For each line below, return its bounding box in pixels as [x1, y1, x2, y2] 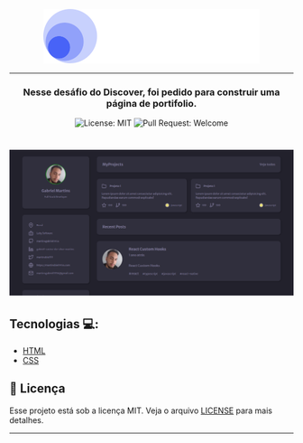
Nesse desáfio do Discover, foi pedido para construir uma [23, 86, 280, 99]
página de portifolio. [106, 97, 197, 109]
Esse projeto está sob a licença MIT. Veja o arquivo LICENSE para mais [9, 405, 273, 416]
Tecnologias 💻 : [9, 316, 99, 332]
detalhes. [9, 414, 44, 425]
